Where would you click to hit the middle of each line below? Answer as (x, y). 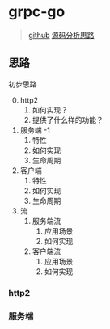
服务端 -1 (35, 130)
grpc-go (37, 12)
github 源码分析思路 (61, 35)
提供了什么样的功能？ (68, 120)
